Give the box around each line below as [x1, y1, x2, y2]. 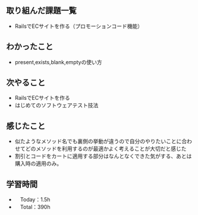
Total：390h [20, 204, 51, 211]
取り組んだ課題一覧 [6, 5, 77, 16]
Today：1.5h [20, 196, 51, 203]
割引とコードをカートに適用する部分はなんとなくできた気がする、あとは [14, 153, 192, 160]
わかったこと [6, 42, 54, 52]
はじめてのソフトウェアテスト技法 [14, 102, 99, 109]
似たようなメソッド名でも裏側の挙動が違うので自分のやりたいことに [14, 138, 182, 145]
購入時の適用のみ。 [14, 160, 62, 167]
